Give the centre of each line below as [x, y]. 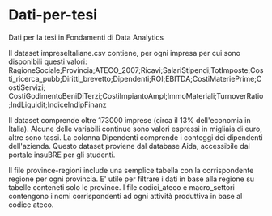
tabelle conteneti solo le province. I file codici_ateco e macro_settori [121, 187]
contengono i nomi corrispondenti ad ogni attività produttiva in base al [125, 196]
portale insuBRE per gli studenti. [62, 155]
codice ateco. [31, 205]
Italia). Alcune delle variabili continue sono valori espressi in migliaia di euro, [136, 129]
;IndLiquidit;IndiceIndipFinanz [57, 104]
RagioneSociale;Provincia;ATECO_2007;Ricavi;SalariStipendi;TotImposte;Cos [136, 70]
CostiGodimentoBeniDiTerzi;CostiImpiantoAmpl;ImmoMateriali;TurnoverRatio [136, 95]
